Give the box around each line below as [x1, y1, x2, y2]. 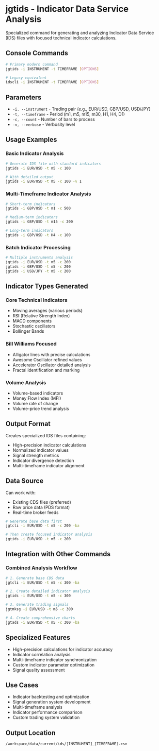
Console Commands [5, 49, 68, 57]
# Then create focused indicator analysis [5, 532, 93, 537]
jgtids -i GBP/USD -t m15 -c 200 [5, 220, 73, 224]
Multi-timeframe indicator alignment [12, 462, 85, 468]
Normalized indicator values [12, 447, 69, 453]
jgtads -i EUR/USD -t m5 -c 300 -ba [5, 620, 79, 625]
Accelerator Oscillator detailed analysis [12, 362, 91, 368]
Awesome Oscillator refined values [12, 357, 82, 362]
